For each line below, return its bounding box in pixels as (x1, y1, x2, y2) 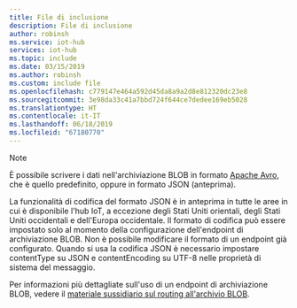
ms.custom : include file (9, 79, 101, 88)
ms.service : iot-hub (9, 37, 86, 47)
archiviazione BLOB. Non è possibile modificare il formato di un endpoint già (9, 234, 287, 244)
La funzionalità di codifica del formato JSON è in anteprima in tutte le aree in (9, 196, 288, 206)
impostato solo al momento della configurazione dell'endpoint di (9, 224, 244, 235)
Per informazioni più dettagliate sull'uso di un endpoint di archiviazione (9, 279, 269, 289)
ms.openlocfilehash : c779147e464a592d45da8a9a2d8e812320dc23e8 (9, 87, 248, 96)
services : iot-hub (9, 46, 77, 55)
